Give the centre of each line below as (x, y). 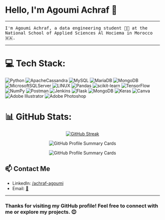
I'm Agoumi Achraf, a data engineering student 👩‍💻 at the (76, 28)
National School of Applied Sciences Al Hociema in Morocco (79, 33)
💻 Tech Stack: (35, 64)
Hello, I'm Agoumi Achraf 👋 (61, 10)
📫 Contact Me (28, 169)
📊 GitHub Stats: (39, 117)
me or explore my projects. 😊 (41, 212)
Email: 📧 (20, 188)
